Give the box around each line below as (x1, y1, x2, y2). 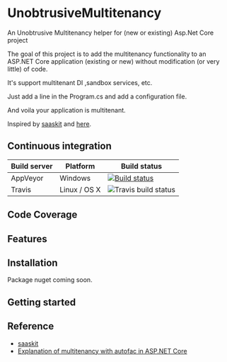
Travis (11, 184, 32, 194)
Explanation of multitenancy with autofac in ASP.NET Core (17, 346, 187, 355)
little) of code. (7, 64, 48, 73)
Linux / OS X (59, 184, 101, 194)
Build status (120, 161, 163, 171)
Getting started (7, 296, 76, 308)
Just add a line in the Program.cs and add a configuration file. (7, 92, 187, 101)
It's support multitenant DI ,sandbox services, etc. (7, 78, 153, 86)
